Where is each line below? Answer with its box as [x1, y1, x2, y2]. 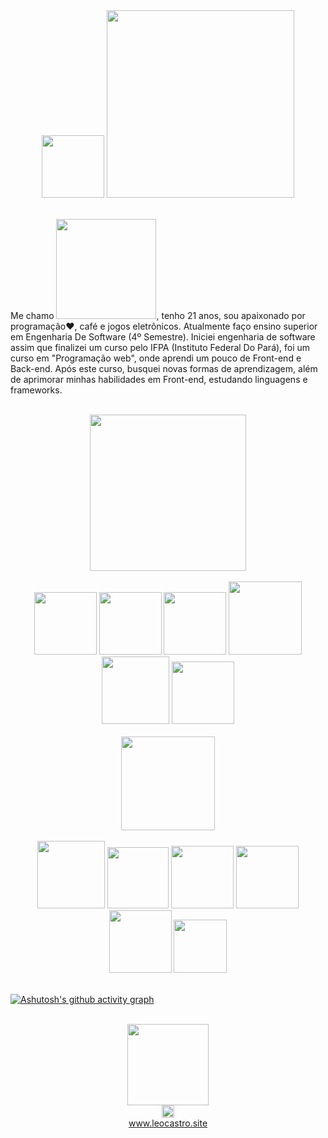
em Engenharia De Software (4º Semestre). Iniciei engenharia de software [10, 331, 316, 343]
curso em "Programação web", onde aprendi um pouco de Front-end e [10, 352, 302, 364]
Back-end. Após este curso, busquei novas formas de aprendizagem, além [10, 363, 318, 374]
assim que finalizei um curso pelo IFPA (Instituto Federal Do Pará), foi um [10, 342, 311, 353]
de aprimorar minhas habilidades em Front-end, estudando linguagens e [10, 374, 308, 385]
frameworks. [10, 384, 63, 396]
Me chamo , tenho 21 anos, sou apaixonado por [10, 310, 306, 321]
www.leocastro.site [128, 1117, 208, 1129]
